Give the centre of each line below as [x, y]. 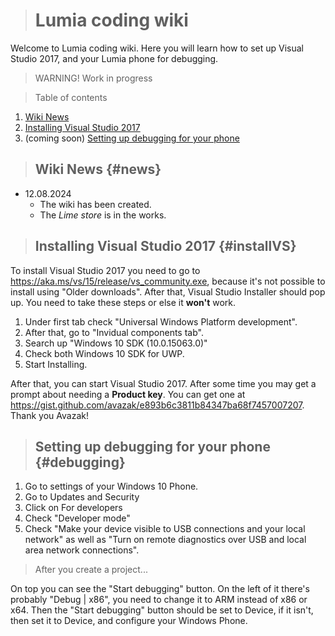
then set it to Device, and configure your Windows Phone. [129, 621]
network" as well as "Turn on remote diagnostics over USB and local [165, 540]
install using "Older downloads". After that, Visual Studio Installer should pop [168, 291]
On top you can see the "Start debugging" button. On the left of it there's [160, 589]
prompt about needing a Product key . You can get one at [128, 394]
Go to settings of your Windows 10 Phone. [111, 486]
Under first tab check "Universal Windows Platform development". [161, 321]
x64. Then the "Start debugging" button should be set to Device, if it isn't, [162, 610]
